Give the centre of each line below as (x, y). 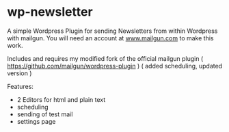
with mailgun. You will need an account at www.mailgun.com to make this (110, 38)
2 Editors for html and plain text (61, 99)
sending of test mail (45, 114)
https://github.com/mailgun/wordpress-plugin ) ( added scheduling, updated (115, 66)
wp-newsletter (50, 12)
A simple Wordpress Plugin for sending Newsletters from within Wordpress (112, 31)
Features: (21, 86)
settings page (36, 121)
